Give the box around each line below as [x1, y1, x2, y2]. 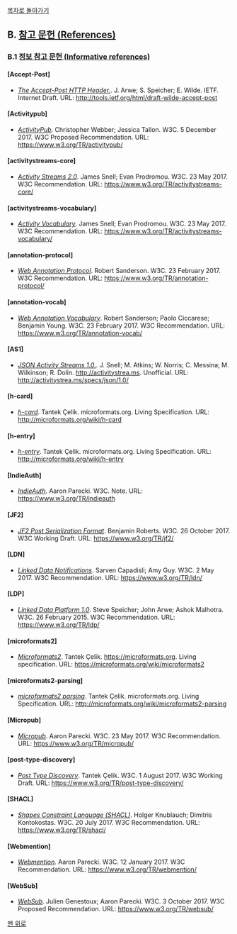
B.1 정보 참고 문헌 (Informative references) [7, 52, 151, 62]
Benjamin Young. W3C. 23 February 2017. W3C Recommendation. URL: [17, 321, 225, 330]
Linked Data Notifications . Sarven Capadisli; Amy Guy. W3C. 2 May [17, 566, 214, 574]
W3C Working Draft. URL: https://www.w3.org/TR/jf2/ [17, 534, 175, 543]
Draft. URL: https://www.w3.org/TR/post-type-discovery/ [17, 779, 184, 787]
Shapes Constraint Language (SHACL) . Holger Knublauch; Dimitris [17, 811, 212, 819]
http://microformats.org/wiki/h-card [17, 415, 122, 423]
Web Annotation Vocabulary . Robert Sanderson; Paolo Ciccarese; [17, 313, 210, 322]
